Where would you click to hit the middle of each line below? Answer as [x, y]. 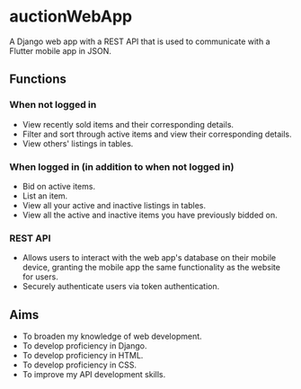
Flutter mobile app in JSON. [61, 50]
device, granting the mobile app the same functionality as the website [151, 268]
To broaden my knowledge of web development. [112, 336]
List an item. [45, 196]
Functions [38, 80]
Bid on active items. [59, 186]
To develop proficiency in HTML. [83, 356]
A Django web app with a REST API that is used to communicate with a [140, 41]
